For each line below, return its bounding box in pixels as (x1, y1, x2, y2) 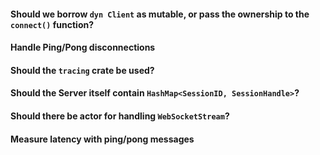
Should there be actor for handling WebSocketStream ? (10, 110, 230, 122)
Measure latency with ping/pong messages (10, 133, 195, 145)
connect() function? (10, 18, 95, 30)
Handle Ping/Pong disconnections (10, 41, 156, 54)
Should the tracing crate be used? (10, 64, 155, 76)
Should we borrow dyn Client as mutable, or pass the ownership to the (10, 8, 310, 20)
